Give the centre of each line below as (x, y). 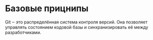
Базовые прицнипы (47, 9)
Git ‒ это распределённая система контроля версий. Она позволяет (76, 22)
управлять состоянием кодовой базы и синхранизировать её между (77, 27)
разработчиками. (23, 32)
